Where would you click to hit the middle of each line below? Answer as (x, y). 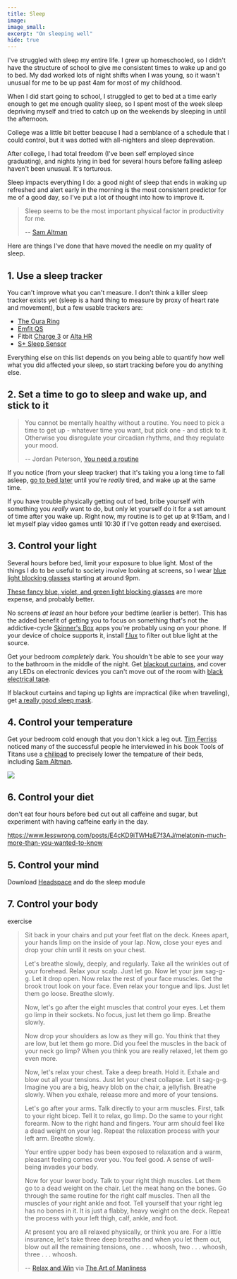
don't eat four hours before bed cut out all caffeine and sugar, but (103, 814)
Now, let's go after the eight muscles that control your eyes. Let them (125, 1007)
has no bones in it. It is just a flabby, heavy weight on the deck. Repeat (127, 1211)
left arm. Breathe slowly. (60, 1138)
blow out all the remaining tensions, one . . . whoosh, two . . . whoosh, (126, 1247)
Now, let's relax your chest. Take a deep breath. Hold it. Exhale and (122, 1072)
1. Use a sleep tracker (55, 276)
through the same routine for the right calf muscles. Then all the (117, 1195)
